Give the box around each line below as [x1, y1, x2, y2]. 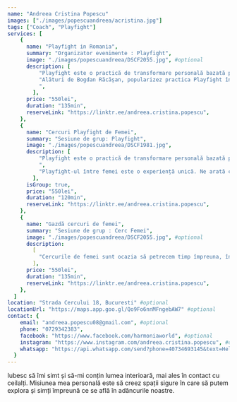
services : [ [7, 30, 42, 37]
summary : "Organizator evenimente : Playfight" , [25, 50, 172, 57]
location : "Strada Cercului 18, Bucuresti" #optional [7, 300, 169, 307]
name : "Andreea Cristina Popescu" [7, 10, 109, 18]
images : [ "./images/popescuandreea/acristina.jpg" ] [7, 17, 162, 24]
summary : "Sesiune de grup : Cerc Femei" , [25, 227, 153, 234]
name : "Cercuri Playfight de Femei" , [25, 129, 138, 136]
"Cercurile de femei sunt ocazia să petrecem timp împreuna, [38, 254, 222, 261]
